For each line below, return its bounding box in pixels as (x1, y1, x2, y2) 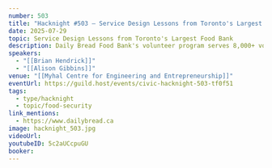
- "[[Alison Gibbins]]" (15, 65, 96, 73)
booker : (8, 147, 35, 155)
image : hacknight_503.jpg (8, 124, 96, 132)
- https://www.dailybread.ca (15, 117, 114, 125)
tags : (8, 86, 27, 95)
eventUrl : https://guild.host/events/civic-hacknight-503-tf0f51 (8, 79, 233, 87)
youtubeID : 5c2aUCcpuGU (8, 139, 89, 148)
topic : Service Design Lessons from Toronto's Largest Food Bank (8, 34, 233, 43)
